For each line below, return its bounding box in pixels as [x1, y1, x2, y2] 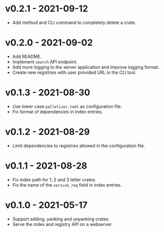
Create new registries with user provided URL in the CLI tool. [12, 69, 137, 75]
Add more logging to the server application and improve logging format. [12, 64, 160, 70]
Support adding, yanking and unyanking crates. [12, 216, 110, 222]
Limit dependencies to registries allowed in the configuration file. [12, 143, 146, 149]
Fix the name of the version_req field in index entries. [12, 182, 122, 188]
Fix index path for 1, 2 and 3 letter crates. [12, 177, 96, 183]
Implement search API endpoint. [12, 58, 78, 65]
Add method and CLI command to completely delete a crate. [12, 19, 136, 25]
